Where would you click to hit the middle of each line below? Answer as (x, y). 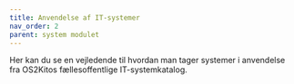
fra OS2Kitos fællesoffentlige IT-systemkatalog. (99, 70)
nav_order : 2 (34, 26)
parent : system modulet (55, 34)
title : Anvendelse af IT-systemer (75, 18)
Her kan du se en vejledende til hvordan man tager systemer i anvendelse (147, 61)
